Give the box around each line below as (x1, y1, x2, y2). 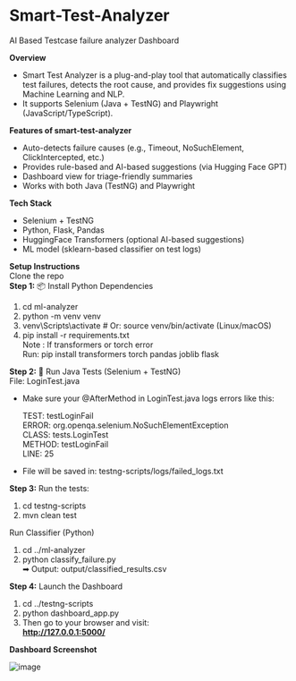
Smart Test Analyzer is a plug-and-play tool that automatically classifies (21, 69, 288, 81)
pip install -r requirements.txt (21, 329, 130, 340)
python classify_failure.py (21, 554, 116, 565)
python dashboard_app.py (21, 608, 119, 618)
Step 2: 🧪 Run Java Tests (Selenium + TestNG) (9, 366, 182, 377)
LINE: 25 (21, 448, 55, 459)
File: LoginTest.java (9, 375, 80, 386)
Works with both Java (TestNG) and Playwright (21, 180, 195, 191)
